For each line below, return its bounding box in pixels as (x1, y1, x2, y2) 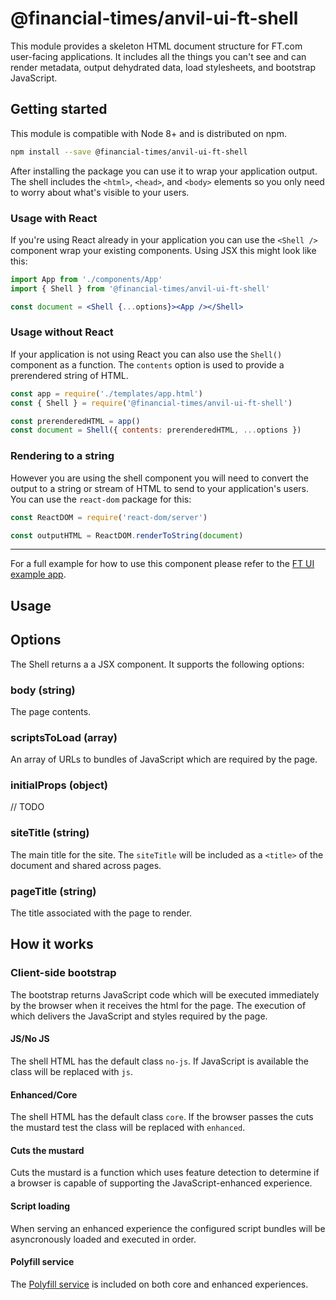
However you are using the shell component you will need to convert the (10, 472, 309, 484)
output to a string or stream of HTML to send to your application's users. (10, 482, 310, 494)
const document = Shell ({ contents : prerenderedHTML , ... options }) (10, 425, 302, 436)
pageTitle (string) (10, 884, 97, 898)
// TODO (10, 801, 45, 813)
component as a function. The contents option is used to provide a (10, 358, 285, 371)
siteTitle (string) (10, 826, 90, 840)
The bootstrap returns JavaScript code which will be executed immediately (10, 988, 320, 1001)
